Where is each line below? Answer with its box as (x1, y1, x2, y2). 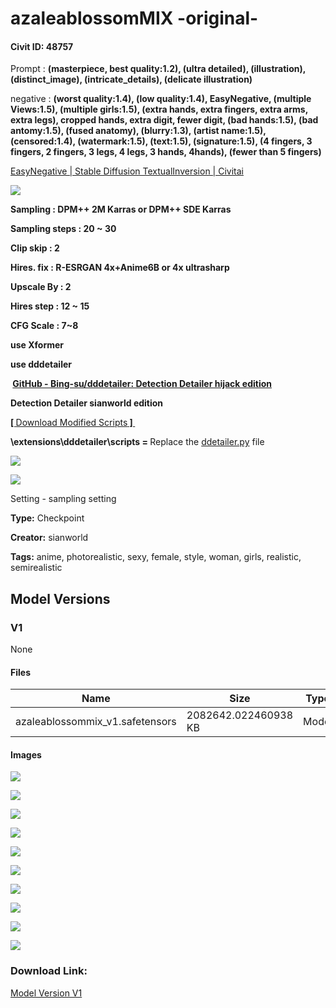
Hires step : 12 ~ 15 (10, 300, 90, 312)
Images (10, 748, 42, 761)
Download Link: (10, 964, 88, 978)
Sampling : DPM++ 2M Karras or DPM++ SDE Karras (10, 203, 232, 216)
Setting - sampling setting (10, 493, 117, 505)
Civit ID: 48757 (10, 40, 74, 52)
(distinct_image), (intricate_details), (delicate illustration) (10, 73, 253, 86)
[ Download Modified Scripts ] (10, 417, 133, 429)
